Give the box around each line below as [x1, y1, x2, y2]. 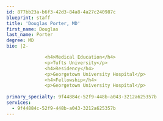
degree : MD [6, 37, 34, 43]
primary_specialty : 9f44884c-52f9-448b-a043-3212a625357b [6, 94, 157, 100]
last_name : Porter [6, 32, 53, 38]
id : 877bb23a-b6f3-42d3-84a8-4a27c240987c [6, 9, 116, 15]
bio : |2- [6, 43, 29, 50]
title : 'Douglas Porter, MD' [6, 20, 81, 26]
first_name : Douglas [6, 26, 59, 32]
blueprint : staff [6, 15, 51, 21]
